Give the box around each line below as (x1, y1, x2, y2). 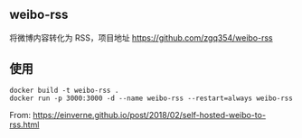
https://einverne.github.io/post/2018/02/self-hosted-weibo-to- (33, 109, 267, 120)
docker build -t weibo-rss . (9, 86, 119, 95)
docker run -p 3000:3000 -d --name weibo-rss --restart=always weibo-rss (9, 94, 294, 103)
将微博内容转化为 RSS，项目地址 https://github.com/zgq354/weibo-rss (9, 32, 273, 43)
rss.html (9, 119, 40, 130)
